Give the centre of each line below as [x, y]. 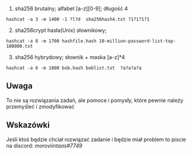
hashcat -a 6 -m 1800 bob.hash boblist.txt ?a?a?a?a [74, 68]
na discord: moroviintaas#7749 [44, 145]
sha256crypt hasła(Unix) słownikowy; [61, 30]
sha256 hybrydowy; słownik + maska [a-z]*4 [70, 57]
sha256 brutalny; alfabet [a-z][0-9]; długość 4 [71, 9]
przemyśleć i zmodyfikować [41, 106]
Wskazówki [28, 125]
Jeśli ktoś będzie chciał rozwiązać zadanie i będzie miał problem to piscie [96, 139]
